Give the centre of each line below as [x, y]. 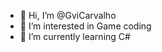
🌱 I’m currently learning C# [75, 36]
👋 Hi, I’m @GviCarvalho [68, 15]
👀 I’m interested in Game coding [85, 26]
